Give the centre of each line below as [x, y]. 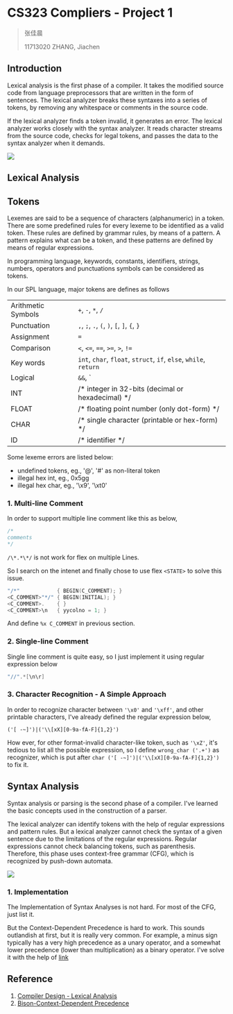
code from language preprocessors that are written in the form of [101, 92]
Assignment [30, 337]
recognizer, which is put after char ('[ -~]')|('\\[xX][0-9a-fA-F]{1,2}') [113, 757]
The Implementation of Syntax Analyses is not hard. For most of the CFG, [112, 906]
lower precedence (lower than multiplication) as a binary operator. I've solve [116, 949]
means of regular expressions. [51, 247]
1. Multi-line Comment [45, 503]
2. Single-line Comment [48, 641]
